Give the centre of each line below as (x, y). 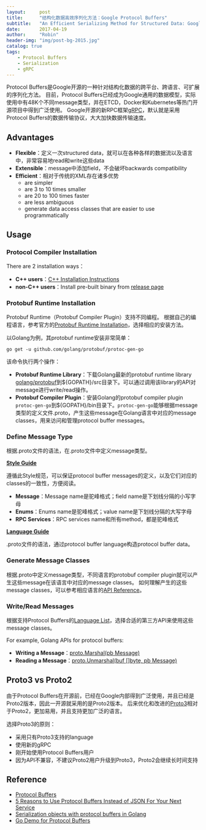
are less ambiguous (49, 202)
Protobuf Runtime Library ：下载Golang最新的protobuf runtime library (103, 375)
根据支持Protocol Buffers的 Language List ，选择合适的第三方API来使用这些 (100, 621)
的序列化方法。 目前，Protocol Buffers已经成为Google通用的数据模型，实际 (101, 95)
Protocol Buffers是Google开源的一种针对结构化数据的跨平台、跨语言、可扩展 (103, 87)
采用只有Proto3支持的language (54, 737)
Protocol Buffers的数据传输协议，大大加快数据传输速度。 (78, 118)
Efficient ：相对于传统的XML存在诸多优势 (67, 176)
